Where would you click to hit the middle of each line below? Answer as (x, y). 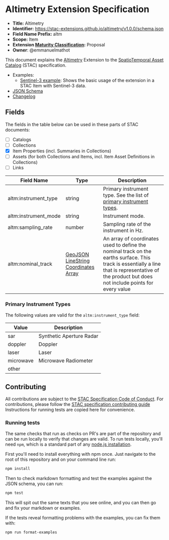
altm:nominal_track (30, 264)
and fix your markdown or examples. (43, 508)
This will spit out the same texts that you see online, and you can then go (81, 503)
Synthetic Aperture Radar (68, 336)
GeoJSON (77, 255)
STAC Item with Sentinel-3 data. (53, 85)
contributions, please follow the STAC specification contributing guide (78, 404)
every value (117, 289)
